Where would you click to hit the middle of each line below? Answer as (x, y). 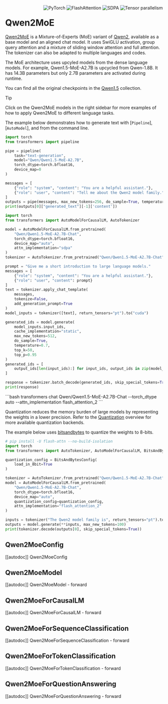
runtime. (14, 78)
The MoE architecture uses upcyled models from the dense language (76, 62)
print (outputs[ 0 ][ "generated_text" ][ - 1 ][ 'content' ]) (61, 207)
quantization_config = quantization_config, (59, 501)
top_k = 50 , (24, 350)
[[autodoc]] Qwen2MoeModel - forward (46, 585)
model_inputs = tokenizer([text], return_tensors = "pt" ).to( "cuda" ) (77, 313)
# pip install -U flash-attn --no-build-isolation (59, 441)
